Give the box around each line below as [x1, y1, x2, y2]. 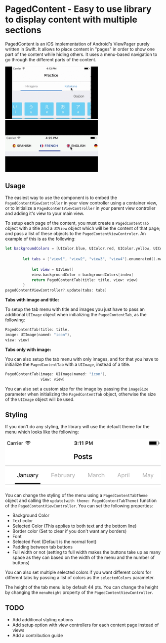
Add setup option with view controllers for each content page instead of [12, 622, 159, 628]
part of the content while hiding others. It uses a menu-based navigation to [5, 51, 158, 57]
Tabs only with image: [5, 346, 51, 352]
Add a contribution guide [12, 633, 63, 639]
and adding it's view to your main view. [5, 210, 84, 216]
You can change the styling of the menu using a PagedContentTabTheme [5, 492, 148, 498]
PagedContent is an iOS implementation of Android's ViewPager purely [5, 41, 150, 47]
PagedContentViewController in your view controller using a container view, [5, 200, 158, 206]
